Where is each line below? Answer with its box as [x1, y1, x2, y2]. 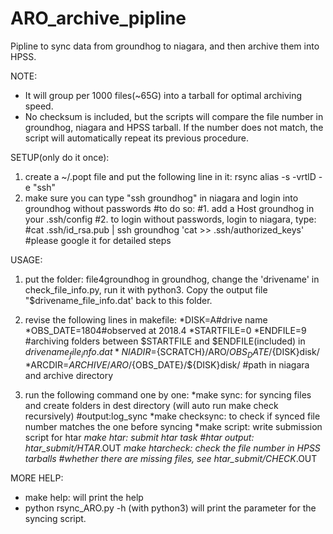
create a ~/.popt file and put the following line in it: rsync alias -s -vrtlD [24, 170, 317, 182]
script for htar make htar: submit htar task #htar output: [24, 431, 255, 443]
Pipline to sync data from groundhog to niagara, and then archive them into [10, 40, 320, 52]
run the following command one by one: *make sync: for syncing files [24, 388, 312, 401]
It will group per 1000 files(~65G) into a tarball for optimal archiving [24, 89, 303, 101]
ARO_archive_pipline [10, 7, 187, 30]
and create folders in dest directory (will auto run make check [24, 399, 279, 411]
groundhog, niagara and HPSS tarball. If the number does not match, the [24, 121, 324, 133]
